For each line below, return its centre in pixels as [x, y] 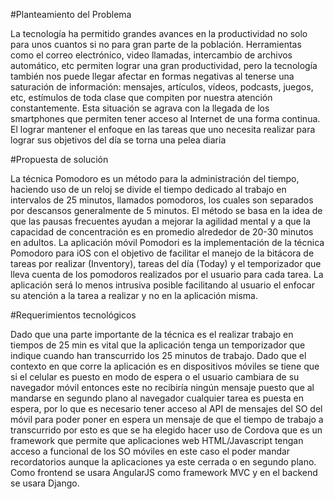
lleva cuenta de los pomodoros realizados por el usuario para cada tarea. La [167, 274]
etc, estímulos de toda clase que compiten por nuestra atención [141, 97]
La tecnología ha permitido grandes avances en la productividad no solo [159, 33]
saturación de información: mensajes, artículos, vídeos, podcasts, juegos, [162, 87]
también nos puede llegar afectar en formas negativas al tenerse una [152, 76]
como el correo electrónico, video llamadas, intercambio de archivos [151, 55]
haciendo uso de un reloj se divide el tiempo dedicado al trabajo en [148, 189]
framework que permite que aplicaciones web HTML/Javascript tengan [157, 440]
